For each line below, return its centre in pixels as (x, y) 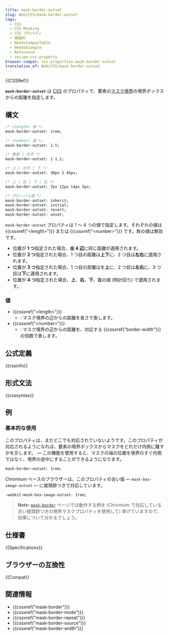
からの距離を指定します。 (32, 97)
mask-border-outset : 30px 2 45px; (42, 173)
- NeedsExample (26, 47)
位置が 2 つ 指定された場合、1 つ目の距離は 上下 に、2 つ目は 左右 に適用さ (87, 255)
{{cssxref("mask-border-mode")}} (48, 612)
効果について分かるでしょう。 (48, 518)
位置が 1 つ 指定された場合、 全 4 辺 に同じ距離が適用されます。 (77, 249)
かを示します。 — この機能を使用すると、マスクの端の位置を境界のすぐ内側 (83, 453)
